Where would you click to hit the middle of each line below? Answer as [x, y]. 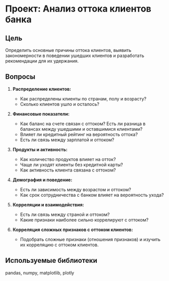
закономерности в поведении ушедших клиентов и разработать [75, 55]
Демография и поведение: [42, 180]
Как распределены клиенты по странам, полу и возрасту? [83, 98]
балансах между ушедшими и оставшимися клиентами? [81, 129]
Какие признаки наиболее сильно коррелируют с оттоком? [84, 219]
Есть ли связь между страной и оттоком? [65, 214]
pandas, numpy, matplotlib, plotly [40, 272]
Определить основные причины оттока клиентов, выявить [68, 50]
